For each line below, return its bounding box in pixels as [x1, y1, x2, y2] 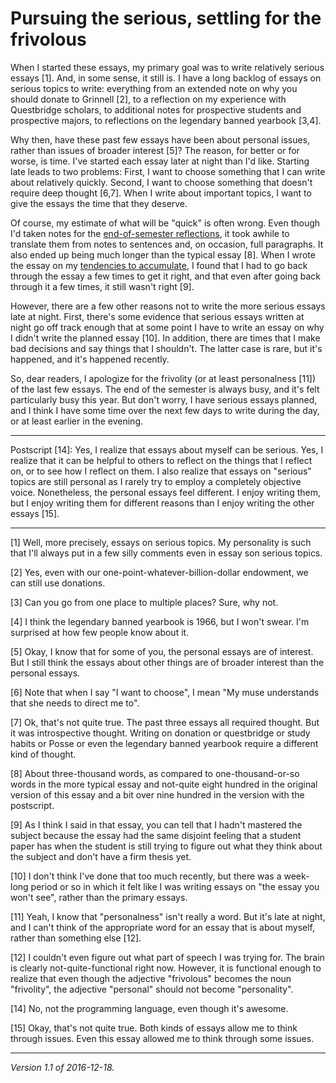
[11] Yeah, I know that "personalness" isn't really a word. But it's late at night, [10, 910, 326, 922]
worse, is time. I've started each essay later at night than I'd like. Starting [10, 155, 310, 167]
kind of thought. [10, 748, 77, 760]
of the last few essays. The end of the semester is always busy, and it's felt [10, 383, 320, 395]
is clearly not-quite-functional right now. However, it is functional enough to [10, 962, 322, 974]
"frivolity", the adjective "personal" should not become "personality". [10, 983, 294, 995]
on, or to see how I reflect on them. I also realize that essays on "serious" [10, 465, 312, 477]
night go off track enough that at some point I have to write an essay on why [10, 321, 325, 333]
